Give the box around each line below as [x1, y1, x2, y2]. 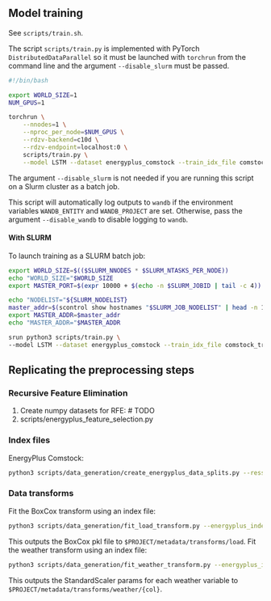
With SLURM [8, 233, 52, 243]
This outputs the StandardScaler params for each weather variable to [8, 575, 239, 585]
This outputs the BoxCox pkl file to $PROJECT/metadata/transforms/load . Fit [8, 536, 256, 546]
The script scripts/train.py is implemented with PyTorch [8, 44, 200, 53]
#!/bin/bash [8, 76, 48, 84]
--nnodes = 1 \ [23, 121, 67, 129]
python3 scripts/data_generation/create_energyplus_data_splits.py [8, 468, 240, 476]
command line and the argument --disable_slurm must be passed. [8, 61, 230, 70]
